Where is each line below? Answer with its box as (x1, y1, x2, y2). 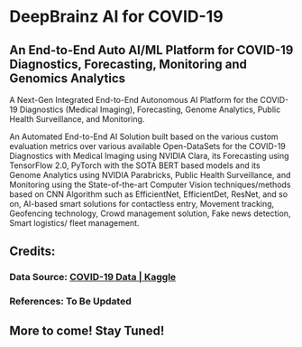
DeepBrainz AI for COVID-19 (9, 6, 224, 27)
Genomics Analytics (9, 70, 126, 86)
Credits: (9, 244, 56, 259)
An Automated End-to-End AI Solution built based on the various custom (9, 131, 279, 142)
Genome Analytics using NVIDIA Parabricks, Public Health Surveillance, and (9, 170, 291, 180)
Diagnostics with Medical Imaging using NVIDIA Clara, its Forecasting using (9, 151, 290, 161)
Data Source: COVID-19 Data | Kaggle (9, 271, 177, 284)
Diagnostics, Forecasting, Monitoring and (9, 56, 248, 71)
